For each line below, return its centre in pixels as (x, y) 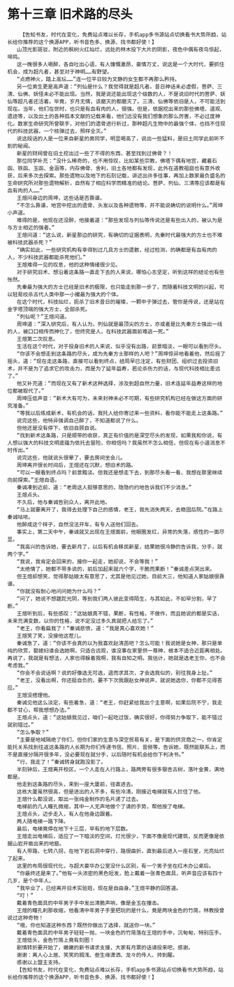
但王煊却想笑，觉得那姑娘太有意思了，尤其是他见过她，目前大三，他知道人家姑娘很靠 (120, 576)
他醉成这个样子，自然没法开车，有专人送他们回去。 (79, 525)
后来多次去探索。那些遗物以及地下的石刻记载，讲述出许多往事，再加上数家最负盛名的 (121, 175)
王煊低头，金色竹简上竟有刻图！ (56, 940)
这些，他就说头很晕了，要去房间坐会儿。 (76, 458)
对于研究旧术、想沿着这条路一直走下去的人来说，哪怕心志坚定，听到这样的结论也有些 (120, 272)
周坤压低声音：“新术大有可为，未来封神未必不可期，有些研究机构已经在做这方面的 (117, 398)
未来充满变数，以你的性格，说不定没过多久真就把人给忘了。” (80, 621)
